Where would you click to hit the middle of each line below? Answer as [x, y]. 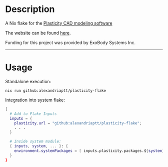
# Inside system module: [35, 141]
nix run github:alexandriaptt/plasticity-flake [56, 91]
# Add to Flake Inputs [33, 114]
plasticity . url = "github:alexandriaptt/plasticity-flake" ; [78, 123]
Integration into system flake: [35, 100]
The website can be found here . [38, 33]
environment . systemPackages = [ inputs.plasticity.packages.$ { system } [89, 151]
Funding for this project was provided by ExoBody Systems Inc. [70, 42]
